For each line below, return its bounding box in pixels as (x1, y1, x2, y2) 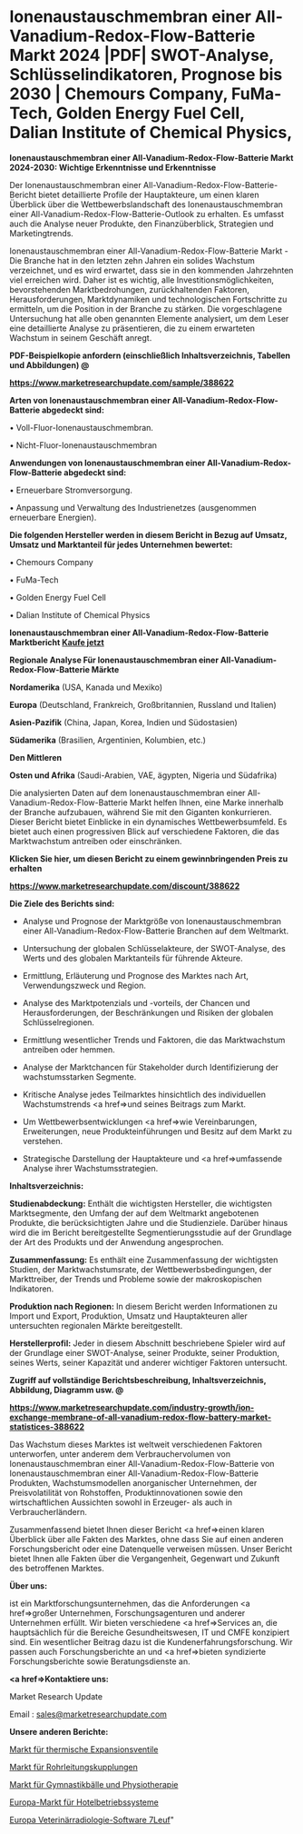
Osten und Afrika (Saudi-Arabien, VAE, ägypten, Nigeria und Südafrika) (9, 770, 278, 781)
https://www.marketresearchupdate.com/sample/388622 (9, 377, 234, 388)
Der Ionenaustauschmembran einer (9, 179, 142, 190)
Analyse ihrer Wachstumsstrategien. (22, 1162, 159, 1173)
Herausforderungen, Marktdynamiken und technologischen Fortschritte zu (9, 294, 288, 304)
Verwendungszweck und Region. (22, 980, 147, 991)
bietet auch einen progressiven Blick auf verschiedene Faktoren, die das (9, 825, 279, 837)
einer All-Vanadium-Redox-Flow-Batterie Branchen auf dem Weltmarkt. (22, 925, 288, 936)
